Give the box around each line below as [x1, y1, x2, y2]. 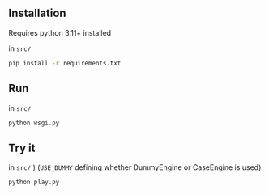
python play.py [8, 178, 60, 187]
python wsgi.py [8, 119, 60, 127]
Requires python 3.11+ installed [8, 27, 112, 37]
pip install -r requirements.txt [8, 59, 122, 67]
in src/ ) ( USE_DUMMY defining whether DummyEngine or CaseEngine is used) [8, 162, 262, 172]
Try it [8, 141, 36, 154]
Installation [8, 6, 66, 20]
